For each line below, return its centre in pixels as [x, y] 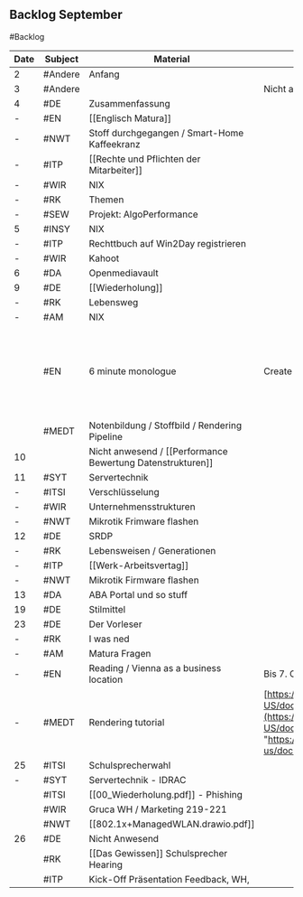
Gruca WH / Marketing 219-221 [158, 809]
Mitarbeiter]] [115, 170]
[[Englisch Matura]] [130, 118]
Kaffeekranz [115, 144]
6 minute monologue [133, 371]
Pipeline [106, 436]
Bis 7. [275, 674]
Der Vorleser [115, 624]
